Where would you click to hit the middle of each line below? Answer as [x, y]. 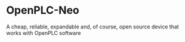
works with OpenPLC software [44, 33]
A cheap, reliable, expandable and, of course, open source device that [92, 27]
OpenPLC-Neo [43, 10]
